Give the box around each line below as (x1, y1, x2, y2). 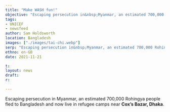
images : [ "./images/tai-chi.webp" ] (5, 40, 80, 45)
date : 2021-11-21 (5, 54, 42, 60)
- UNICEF (5, 21, 24, 27)
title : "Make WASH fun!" (5, 7, 58, 13)
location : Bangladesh (5, 36, 51, 41)
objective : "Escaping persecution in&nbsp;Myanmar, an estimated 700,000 (5, 12, 164, 17)
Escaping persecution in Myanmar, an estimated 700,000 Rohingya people (5, 95, 161, 101)
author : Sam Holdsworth (5, 31, 56, 36)
